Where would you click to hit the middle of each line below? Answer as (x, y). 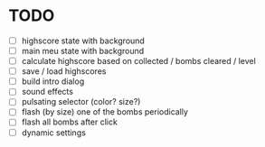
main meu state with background (83, 51)
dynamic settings (54, 133)
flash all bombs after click (70, 122)
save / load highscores (64, 71)
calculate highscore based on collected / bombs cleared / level (139, 61)
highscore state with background (83, 41)
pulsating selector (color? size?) (81, 102)
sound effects (47, 92)
